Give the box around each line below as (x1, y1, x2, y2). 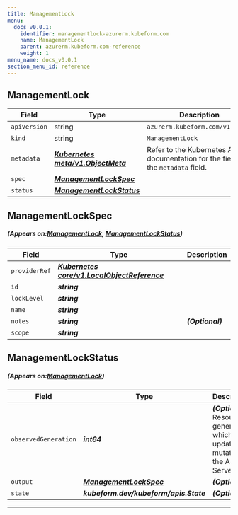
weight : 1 (20, 50, 50, 57)
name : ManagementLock (20, 37, 84, 44)
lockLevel (11, 294, 44, 302)
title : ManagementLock (7, 10, 74, 18)
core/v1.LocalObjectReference (57, 270, 164, 280)
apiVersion (11, 123, 47, 131)
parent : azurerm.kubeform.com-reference (20, 43, 141, 50)
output (11, 478, 33, 486)
